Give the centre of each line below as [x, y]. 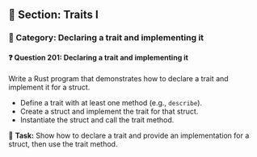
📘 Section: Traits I [53, 15]
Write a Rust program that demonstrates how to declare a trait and [118, 78]
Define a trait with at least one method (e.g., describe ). [111, 102]
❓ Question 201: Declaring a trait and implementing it [98, 57]
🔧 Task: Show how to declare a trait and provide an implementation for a [129, 135]
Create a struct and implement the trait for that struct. [109, 111]
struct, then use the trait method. [63, 144]
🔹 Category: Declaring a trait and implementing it [106, 38]
